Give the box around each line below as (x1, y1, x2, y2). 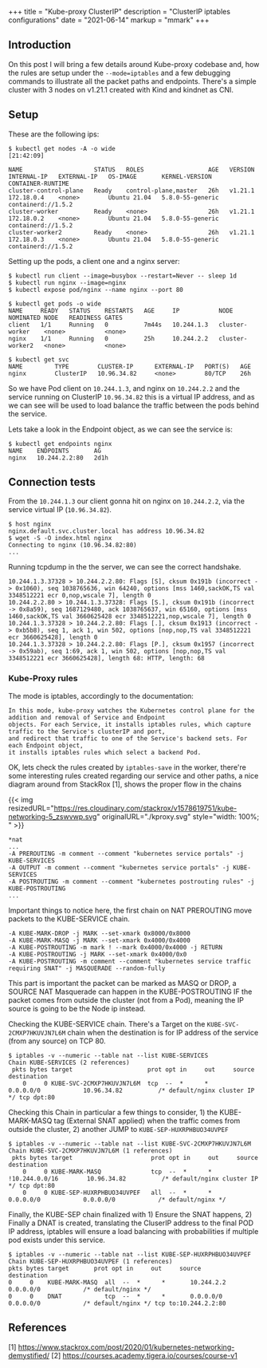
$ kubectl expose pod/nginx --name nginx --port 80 (8, 286, 183, 294)
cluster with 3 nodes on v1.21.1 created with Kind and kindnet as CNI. (8, 85, 234, 94)
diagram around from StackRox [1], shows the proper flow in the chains (8, 779, 241, 789)
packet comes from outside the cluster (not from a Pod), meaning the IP (8, 995, 245, 1004)
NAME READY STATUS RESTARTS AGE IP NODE (8, 306, 234, 314)
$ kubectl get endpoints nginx (8, 440, 112, 447)
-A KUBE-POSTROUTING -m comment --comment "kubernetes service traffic (8, 957, 251, 965)
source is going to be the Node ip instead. (8, 1003, 146, 1013)
